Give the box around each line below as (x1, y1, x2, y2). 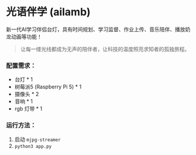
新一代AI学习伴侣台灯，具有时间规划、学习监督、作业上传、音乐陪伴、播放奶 (6, 26, 191, 33)
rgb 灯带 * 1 (14, 105, 43, 112)
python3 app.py (14, 143, 52, 149)
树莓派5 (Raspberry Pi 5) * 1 (14, 83, 82, 91)
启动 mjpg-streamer (14, 136, 61, 143)
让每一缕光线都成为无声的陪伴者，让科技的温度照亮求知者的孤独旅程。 (20, 45, 190, 53)
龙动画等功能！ (6, 33, 42, 40)
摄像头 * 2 (14, 91, 39, 98)
